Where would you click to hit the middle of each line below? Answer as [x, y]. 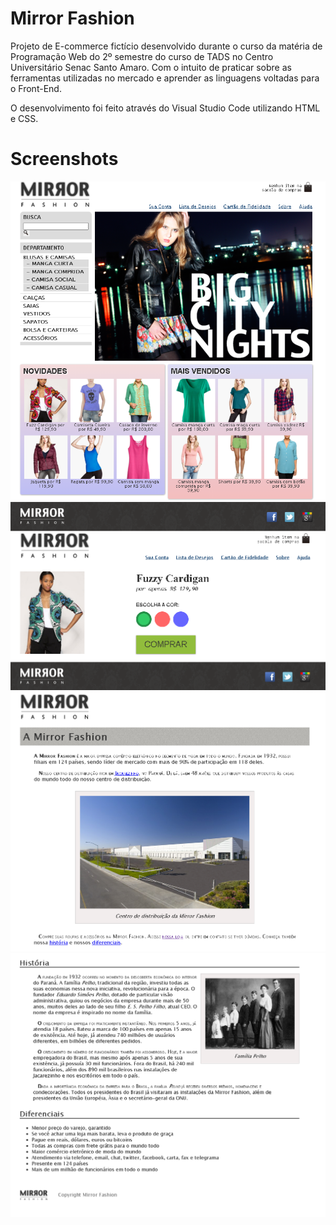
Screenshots [64, 159]
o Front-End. [36, 88]
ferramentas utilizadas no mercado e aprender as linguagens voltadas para [165, 78]
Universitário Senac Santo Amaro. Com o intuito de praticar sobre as [151, 67]
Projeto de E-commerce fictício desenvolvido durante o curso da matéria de [166, 46]
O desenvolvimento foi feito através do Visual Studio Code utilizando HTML [165, 108]
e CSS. [24, 118]
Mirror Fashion [72, 18]
